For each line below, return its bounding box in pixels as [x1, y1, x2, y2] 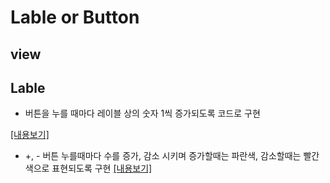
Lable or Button [10, 6, 140, 29]
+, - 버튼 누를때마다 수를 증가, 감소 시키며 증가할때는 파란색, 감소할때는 [24, 150, 302, 162]
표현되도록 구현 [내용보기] [51, 162, 153, 175]
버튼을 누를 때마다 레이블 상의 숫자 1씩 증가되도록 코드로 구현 [24, 107, 261, 120]
